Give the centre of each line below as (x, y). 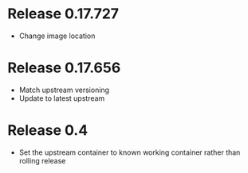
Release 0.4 (48, 131)
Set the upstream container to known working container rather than (130, 152)
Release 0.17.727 (63, 14)
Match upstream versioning (64, 90)
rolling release (42, 160)
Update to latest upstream (62, 98)
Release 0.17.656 (64, 68)
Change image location (57, 36)
